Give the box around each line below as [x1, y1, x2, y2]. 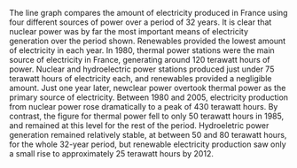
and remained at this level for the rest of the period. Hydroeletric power [9, 120, 270, 131]
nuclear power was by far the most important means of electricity [9, 27, 249, 36]
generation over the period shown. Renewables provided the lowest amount [9, 35, 286, 46]
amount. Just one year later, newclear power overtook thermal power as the [9, 83, 286, 93]
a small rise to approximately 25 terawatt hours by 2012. [9, 149, 215, 158]
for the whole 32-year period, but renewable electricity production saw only [9, 139, 286, 149]
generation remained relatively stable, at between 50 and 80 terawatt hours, [9, 130, 287, 140]
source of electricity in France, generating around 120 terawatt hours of [9, 55, 270, 65]
